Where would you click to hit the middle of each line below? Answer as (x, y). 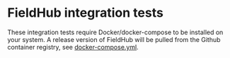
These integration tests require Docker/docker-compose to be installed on (115, 32)
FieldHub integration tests (86, 13)
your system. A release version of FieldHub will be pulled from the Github (114, 39)
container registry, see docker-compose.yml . (73, 47)
